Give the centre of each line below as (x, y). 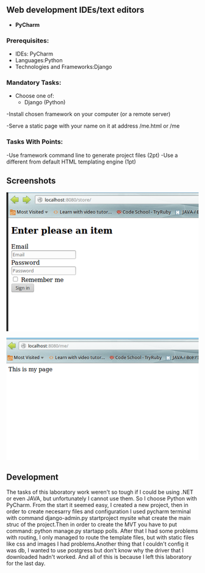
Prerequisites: (28, 40)
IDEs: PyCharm (34, 54)
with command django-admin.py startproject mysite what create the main (99, 517)
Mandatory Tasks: (34, 83)
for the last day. (26, 563)
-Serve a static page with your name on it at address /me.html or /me (93, 126)
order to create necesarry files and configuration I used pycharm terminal (99, 511)
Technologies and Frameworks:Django (63, 67)
